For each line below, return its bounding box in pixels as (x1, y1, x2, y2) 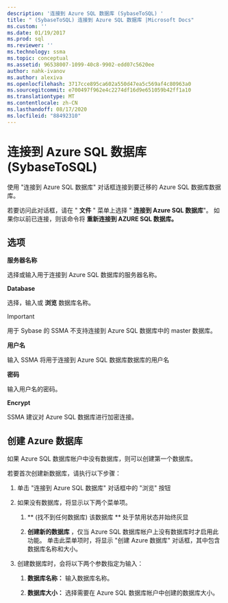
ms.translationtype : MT (7, 94, 75, 100)
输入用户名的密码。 (7, 385, 62, 393)
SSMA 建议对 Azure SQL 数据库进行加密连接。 (7, 413, 138, 421)
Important (7, 312, 35, 320)
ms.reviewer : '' (7, 42, 53, 49)
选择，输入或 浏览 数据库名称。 (7, 298, 94, 307)
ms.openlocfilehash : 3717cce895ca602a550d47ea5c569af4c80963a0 (7, 80, 192, 87)
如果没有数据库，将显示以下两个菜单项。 (16, 498, 131, 507)
